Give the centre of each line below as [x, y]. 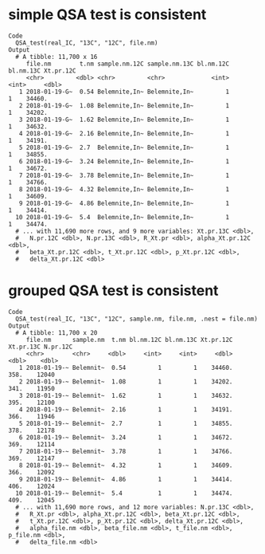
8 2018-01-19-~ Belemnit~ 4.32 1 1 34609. [126, 465]
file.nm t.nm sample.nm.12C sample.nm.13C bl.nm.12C [127, 64]
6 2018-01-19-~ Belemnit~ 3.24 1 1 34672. [126, 437]
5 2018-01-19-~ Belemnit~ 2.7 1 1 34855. [126, 423]
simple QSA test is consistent [107, 15]
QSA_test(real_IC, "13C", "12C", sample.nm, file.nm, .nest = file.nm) [137, 319]
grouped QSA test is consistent [113, 291]
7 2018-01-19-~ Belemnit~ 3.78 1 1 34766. [126, 451]
